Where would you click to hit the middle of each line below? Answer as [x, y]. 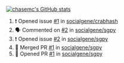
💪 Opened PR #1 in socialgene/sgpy [59, 54]
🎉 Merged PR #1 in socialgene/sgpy [58, 47]
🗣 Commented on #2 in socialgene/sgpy [65, 30]
